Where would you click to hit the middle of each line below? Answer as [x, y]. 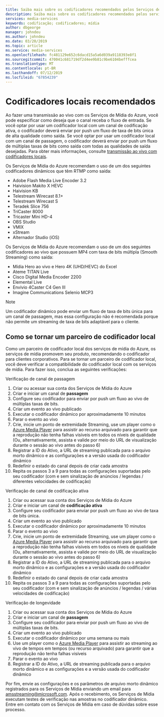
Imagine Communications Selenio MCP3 [53, 292]
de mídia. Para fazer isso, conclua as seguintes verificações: [66, 369]
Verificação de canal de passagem [40, 379]
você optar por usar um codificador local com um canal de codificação [77, 125]
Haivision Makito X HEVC [38, 185]
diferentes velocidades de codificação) [52, 481]
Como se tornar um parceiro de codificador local [81, 337]
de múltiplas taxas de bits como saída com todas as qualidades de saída [78, 146]
